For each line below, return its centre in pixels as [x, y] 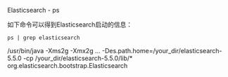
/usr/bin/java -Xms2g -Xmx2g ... [54, 51]
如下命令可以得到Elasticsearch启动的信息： [70, 24]
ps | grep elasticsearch [44, 38]
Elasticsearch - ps [33, 10]
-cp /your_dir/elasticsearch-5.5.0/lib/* [78, 58]
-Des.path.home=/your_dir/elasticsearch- [162, 51]
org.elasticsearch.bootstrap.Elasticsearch [68, 65]
